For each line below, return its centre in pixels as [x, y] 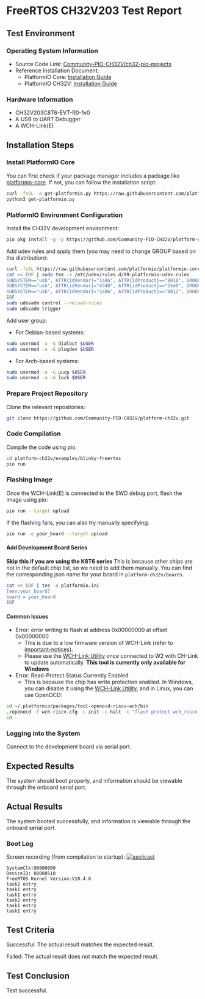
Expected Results [40, 766]
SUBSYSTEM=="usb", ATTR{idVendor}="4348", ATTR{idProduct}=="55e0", [95, 286]
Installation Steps [40, 145]
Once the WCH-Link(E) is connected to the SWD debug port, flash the [94, 493]
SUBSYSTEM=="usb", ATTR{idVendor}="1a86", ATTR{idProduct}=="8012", [95, 292]
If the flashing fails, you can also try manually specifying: [78, 522]
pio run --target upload [38, 511]
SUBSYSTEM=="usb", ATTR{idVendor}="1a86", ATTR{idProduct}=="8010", [95, 280]
